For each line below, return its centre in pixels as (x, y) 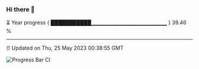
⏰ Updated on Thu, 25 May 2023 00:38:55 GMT (65, 48)
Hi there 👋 (21, 9)
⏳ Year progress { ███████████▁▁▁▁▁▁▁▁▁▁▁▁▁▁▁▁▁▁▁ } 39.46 (96, 22)
